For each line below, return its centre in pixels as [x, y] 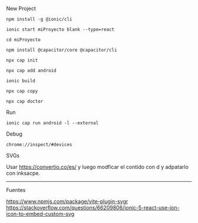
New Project [21, 9]
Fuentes [16, 190]
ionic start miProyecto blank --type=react [60, 29]
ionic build [21, 81]
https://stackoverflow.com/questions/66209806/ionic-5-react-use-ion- [93, 207]
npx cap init [22, 60]
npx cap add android [32, 70]
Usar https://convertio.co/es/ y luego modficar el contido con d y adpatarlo [97, 167]
